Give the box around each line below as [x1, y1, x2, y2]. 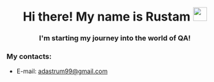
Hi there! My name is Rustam [23, 9, 191, 25]
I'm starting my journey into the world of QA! [39, 33, 191, 43]
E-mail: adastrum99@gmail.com [16, 67, 108, 75]
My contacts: [6, 52, 52, 61]
